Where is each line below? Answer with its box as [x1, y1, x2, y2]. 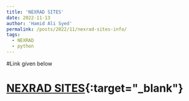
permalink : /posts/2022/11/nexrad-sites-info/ [6, 26, 127, 32]
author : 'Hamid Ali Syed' [6, 20, 72, 26]
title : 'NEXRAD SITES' [6, 9, 64, 15]
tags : [6, 32, 20, 38]
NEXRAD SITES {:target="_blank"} [6, 81, 183, 95]
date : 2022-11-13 [6, 15, 51, 21]
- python [12, 43, 34, 50]
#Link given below [6, 59, 53, 67]
